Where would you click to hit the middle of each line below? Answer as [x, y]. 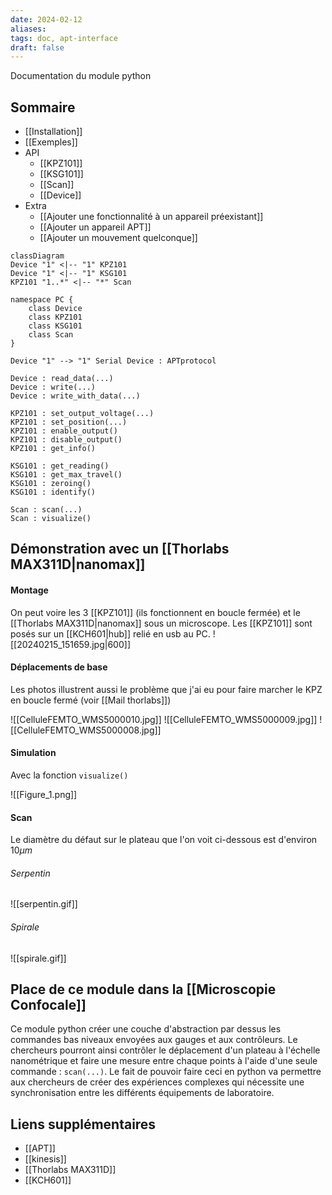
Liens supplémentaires [83, 1124]
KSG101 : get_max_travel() [66, 475]
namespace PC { [42, 300]
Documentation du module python [81, 76]
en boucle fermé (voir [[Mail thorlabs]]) [91, 700]
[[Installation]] [53, 132]
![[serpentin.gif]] [44, 904]
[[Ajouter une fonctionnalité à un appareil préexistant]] [151, 217]
